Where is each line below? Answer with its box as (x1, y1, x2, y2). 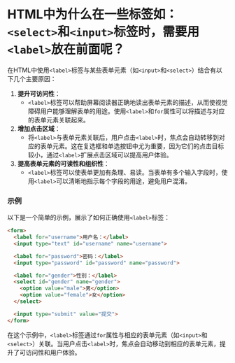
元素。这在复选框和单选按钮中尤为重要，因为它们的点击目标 (52, 141, 225, 150)
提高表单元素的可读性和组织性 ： (17, 159, 110, 168)
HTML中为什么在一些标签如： (7, 6, 178, 22)
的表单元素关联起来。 (27, 115, 90, 124)
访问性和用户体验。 (25, 348, 81, 357)
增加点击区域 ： (17, 124, 61, 133)
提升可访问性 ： (17, 89, 61, 98)
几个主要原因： (13, 74, 57, 83)
